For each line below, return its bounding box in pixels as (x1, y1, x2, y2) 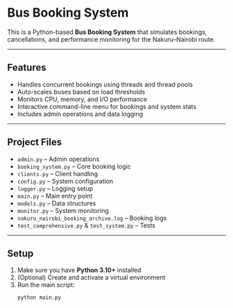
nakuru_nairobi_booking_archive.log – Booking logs (17, 214, 167, 222)
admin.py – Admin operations (17, 155, 100, 163)
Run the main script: (17, 281, 75, 289)
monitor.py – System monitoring (17, 206, 110, 214)
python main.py (17, 294, 62, 301)
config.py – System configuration (17, 177, 114, 185)
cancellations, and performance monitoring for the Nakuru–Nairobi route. (7, 35, 216, 43)
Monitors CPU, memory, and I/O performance (17, 95, 148, 103)
